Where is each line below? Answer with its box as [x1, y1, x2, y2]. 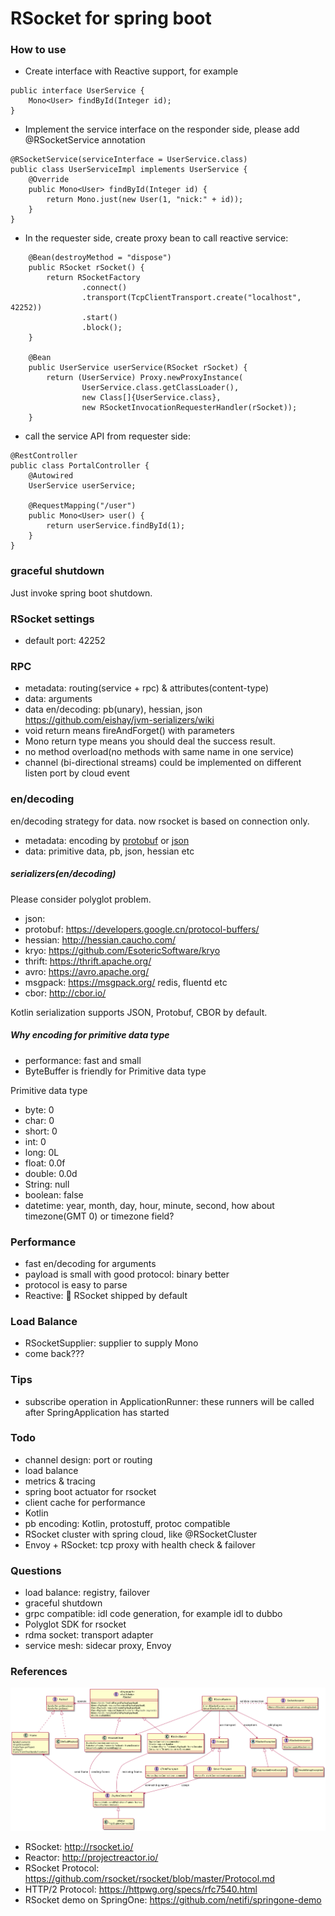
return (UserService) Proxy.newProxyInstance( [46, 373, 244, 383]
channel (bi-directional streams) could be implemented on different [24, 757, 302, 769]
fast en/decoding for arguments [24, 1257, 157, 1269]
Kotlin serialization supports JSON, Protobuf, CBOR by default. [10, 1006, 268, 1018]
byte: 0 [24, 1103, 55, 1116]
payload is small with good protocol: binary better [24, 1268, 230, 1280]
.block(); [81, 323, 123, 333]
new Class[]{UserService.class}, [81, 393, 222, 403]
